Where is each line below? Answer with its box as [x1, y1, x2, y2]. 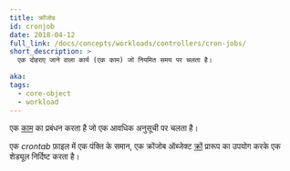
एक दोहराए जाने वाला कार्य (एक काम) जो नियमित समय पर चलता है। [17, 55, 212, 65]
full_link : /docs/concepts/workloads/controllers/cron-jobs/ [9, 38, 247, 48]
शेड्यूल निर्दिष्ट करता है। [9, 151, 80, 162]
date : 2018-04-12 [9, 30, 76, 39]
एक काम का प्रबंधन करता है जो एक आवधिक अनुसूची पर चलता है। [9, 122, 199, 133]
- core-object [17, 88, 71, 98]
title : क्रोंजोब [9, 13, 56, 23]
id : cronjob [9, 22, 55, 31]
